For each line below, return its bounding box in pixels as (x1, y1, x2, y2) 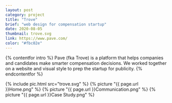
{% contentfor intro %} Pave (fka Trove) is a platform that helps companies (5, 55, 164, 61)
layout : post (5, 7, 33, 13)
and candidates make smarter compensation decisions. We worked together (5, 60, 167, 66)
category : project (5, 12, 45, 17)
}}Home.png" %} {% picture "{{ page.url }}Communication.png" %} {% (5, 86, 156, 92)
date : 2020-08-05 (5, 27, 43, 32)
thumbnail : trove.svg (5, 31, 52, 36)
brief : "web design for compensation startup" (5, 21, 107, 27)
